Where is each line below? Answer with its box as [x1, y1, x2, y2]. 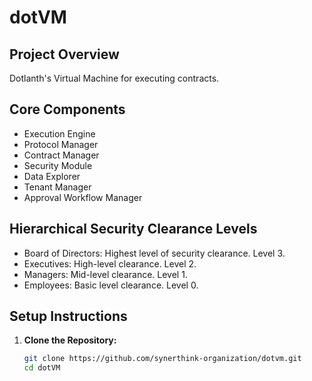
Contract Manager [23, 149, 100, 161]
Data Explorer [23, 170, 81, 182]
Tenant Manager [23, 181, 92, 193]
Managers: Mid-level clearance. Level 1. [23, 268, 188, 280]
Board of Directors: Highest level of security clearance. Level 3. [23, 247, 286, 259]
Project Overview [9, 46, 120, 63]
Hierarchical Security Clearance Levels [9, 221, 258, 238]
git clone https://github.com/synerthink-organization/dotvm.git [23, 354, 302, 364]
